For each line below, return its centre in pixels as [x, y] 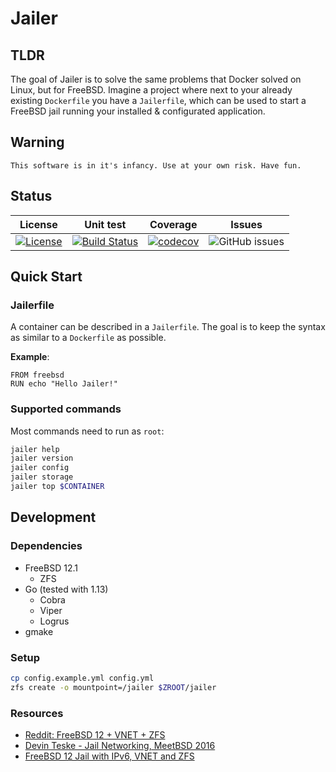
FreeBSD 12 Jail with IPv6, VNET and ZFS [109, 756]
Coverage [173, 224]
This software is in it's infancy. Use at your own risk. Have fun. [156, 165]
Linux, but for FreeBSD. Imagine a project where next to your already [151, 90]
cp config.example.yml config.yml [82, 678]
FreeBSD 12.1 [51, 568]
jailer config [40, 468]
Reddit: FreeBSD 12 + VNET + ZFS [95, 735]
